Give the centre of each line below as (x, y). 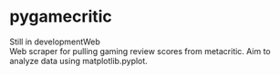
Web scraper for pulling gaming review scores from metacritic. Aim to (140, 51)
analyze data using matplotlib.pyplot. (78, 61)
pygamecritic (61, 17)
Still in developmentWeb (55, 42)
